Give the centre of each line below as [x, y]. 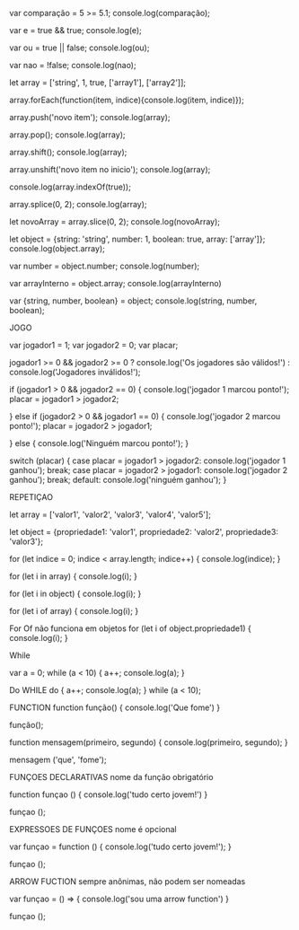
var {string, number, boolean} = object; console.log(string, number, [133, 301]
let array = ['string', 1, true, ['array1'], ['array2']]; [98, 83]
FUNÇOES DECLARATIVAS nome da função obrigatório [111, 777]
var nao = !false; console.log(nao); [73, 65]
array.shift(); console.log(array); [68, 152]
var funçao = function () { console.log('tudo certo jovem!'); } [120, 847]
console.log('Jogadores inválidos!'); [75, 372]
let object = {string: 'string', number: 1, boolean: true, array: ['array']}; [137, 239]
